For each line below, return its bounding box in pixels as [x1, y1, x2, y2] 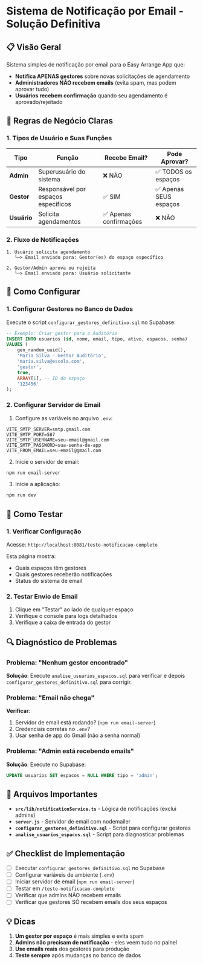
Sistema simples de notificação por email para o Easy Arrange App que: [6, 61, 185, 68]
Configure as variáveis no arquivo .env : [14, 414, 113, 421]
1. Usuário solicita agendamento [6, 249, 91, 255]
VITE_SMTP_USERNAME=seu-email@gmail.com [6, 437, 110, 443]
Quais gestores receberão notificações [14, 571, 112, 578]
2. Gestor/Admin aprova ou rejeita [6, 265, 96, 271]
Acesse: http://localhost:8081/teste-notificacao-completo [6, 541, 158, 548]
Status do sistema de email [14, 577, 83, 585]
